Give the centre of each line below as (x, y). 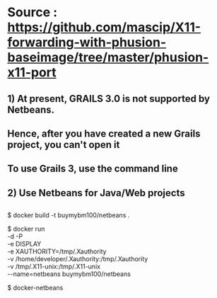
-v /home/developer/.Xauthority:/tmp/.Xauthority (78, 259)
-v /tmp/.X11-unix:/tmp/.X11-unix (54, 267)
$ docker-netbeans (35, 288)
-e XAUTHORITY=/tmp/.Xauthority (57, 251)
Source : (33, 12)
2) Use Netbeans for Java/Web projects (96, 193)
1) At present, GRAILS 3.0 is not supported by (109, 99)
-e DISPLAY (24, 244)
